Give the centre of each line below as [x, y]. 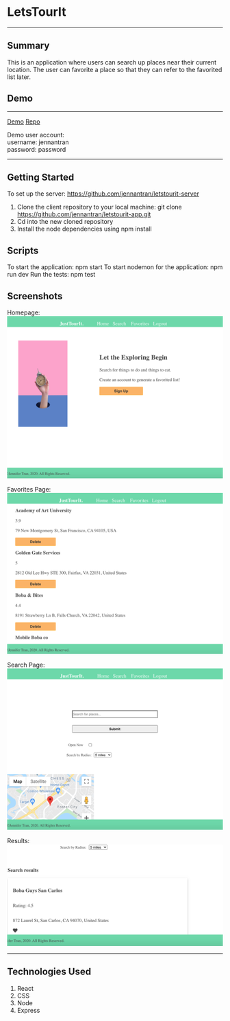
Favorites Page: [29, 489]
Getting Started [41, 177]
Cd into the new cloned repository [65, 222]
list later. [19, 77]
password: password [37, 149]
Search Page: [26, 665]
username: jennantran [38, 142]
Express [28, 1010]
